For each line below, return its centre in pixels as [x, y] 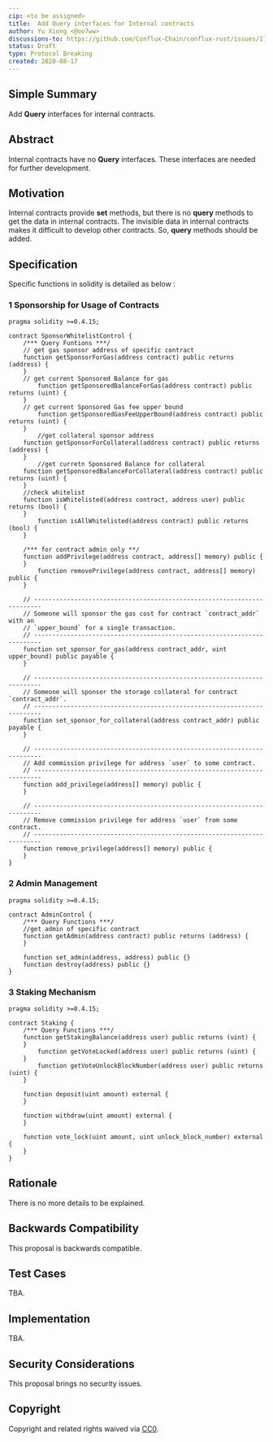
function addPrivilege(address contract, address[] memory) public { [143, 557]
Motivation [37, 193]
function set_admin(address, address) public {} [107, 957]
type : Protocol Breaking [50, 54]
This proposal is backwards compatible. [75, 1248]
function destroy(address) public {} [87, 964]
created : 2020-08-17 [43, 62]
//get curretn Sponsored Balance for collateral [121, 465]
